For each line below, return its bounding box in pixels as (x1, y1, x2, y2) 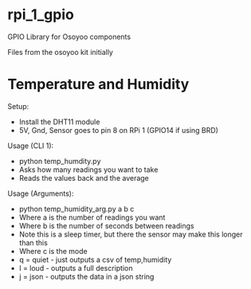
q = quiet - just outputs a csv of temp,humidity (18, 255, 172, 264)
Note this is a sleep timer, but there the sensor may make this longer (18, 229, 244, 239)
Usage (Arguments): (7, 189, 74, 198)
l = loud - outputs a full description (18, 263, 133, 272)
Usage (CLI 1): (7, 141, 54, 150)
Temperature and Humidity (7, 76, 190, 93)
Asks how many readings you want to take (18, 165, 159, 174)
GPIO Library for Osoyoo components (7, 32, 131, 41)
